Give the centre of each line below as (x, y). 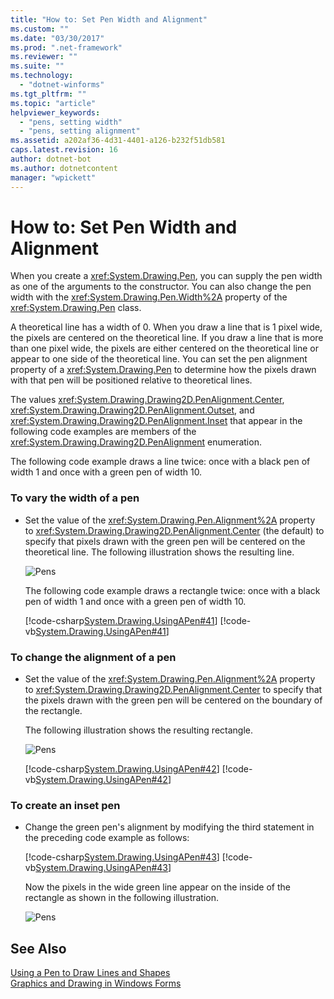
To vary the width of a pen (75, 498)
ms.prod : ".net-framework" (66, 47)
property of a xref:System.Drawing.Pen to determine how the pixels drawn (163, 370)
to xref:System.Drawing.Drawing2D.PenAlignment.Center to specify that (173, 690)
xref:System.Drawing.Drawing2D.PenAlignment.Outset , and (132, 410)
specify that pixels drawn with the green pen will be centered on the (165, 541)
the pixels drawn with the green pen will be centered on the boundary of (173, 700)
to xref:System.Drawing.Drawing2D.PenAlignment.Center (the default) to (174, 530)
